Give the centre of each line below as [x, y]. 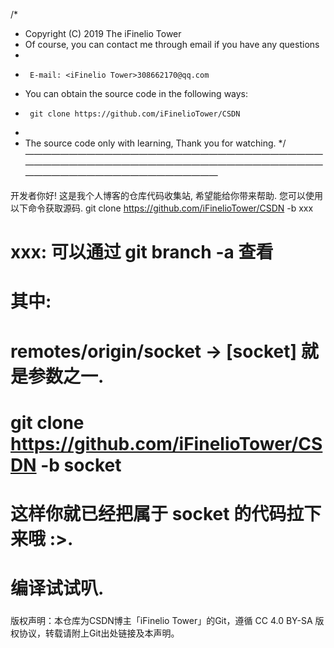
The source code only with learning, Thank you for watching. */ [155, 143]
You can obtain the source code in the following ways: [136, 93]
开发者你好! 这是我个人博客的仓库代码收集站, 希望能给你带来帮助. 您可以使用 [166, 195]
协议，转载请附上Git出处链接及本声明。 [99, 633]
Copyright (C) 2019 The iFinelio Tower [103, 33]
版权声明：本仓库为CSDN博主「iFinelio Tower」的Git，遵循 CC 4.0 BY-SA [161, 621]
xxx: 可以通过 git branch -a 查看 [142, 252]
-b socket [81, 465]
